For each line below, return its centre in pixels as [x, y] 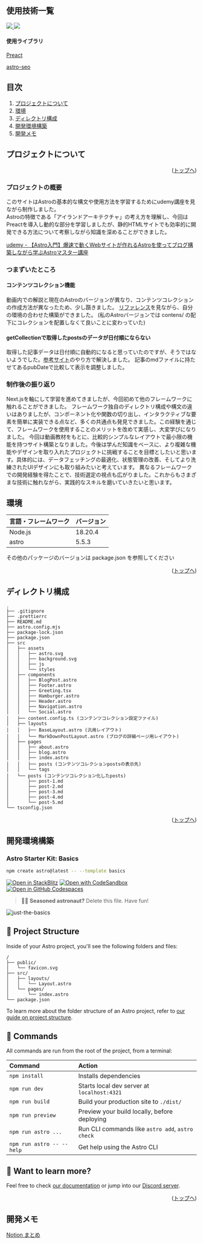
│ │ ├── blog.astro [36, 753]
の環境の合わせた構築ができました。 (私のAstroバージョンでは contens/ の [98, 315]
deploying [92, 1119]
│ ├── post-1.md [35, 781]
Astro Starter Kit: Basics [43, 858]
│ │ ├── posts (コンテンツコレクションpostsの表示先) [74, 764]
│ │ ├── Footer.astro [39, 686]
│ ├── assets [25, 648]
